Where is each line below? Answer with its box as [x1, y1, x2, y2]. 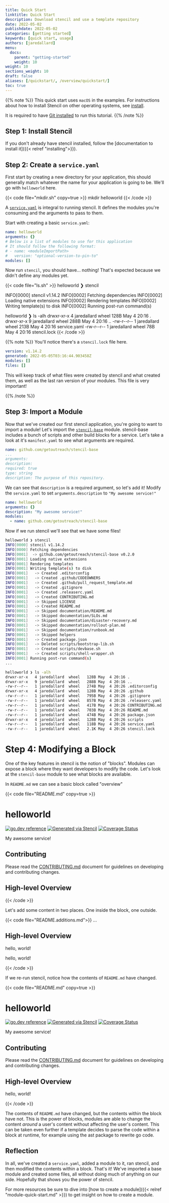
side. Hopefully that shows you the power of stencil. [5, 1176, 114, 1182]
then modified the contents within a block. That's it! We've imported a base [5, 1165, 162, 1171]
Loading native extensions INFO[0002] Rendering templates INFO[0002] [5, 298, 157, 304]
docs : [10, 50, 22, 55]
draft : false [5, 74, 33, 79]
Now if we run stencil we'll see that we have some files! [5, 528, 121, 534]
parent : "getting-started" [14, 54, 71, 60]
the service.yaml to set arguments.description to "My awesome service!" [5, 490, 157, 496]
